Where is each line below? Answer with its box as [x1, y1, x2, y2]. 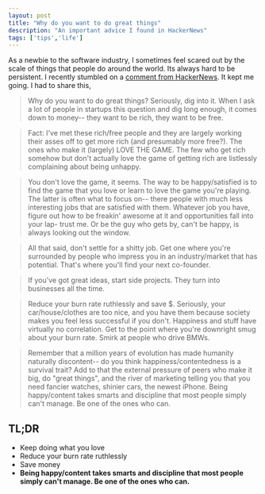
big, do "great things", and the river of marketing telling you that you [27, 373, 251, 383]
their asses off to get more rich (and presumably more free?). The [27, 136, 243, 147]
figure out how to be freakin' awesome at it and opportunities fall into [27, 211, 254, 220]
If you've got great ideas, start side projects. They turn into [27, 275, 221, 285]
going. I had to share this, [8, 81, 91, 90]
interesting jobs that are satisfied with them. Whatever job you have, [27, 203, 251, 213]
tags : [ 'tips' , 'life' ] [8, 33, 83, 42]
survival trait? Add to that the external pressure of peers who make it [27, 366, 252, 375]
